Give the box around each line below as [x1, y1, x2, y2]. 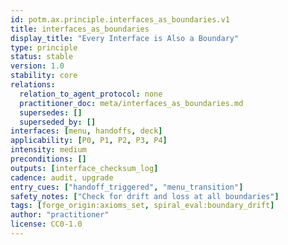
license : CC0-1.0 [10, 219, 83, 230]
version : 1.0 [10, 61, 65, 71]
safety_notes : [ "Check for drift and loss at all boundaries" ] [10, 191, 280, 201]
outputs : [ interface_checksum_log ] [10, 163, 159, 173]
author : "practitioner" [10, 210, 110, 220]
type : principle [10, 42, 78, 53]
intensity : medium [10, 145, 87, 155]
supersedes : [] [19, 107, 83, 118]
